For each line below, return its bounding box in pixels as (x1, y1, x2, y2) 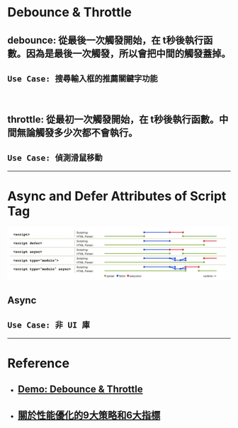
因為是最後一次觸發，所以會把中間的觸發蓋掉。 (25, 47, 231, 59)
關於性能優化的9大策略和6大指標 (17, 409, 161, 421)
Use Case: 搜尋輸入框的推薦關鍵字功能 (7, 74, 158, 83)
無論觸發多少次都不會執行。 (16, 127, 138, 139)
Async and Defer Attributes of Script (7, 188, 227, 204)
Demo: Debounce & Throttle (17, 383, 143, 395)
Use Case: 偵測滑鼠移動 (7, 153, 103, 163)
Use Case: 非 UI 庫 (7, 320, 91, 330)
